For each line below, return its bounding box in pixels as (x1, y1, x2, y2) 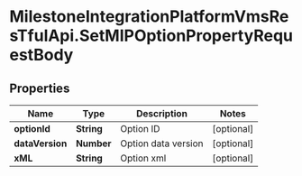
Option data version (120, 137, 205, 150)
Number (75, 137, 112, 150)
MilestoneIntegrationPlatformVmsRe (9, 6, 289, 27)
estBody (9, 45, 74, 65)
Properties (9, 80, 70, 96)
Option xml (120, 152, 167, 164)
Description (136, 107, 188, 119)
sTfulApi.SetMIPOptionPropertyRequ (9, 25, 293, 46)
